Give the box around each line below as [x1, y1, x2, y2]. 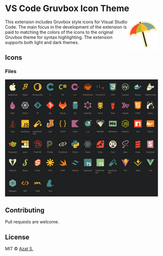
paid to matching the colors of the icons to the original [5, 29, 114, 35]
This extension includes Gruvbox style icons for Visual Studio [5, 19, 128, 25]
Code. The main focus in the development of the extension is [5, 24, 127, 30]
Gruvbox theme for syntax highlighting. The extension [5, 34, 113, 40]
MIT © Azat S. [5, 246, 33, 252]
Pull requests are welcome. [5, 219, 59, 225]
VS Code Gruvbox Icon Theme [5, 3, 130, 14]
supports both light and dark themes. [5, 39, 79, 45]
